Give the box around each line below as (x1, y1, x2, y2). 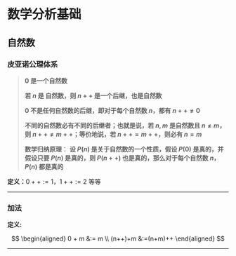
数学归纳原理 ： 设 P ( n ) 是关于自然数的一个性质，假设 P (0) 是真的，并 (24, 144, 224, 153)
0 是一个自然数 (24, 76, 68, 85)
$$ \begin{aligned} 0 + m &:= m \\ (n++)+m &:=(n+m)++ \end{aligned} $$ (11, 234, 225, 243)
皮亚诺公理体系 (7, 59, 58, 69)
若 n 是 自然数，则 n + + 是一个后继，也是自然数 (24, 91, 162, 100)
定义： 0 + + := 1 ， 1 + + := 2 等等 (7, 177, 102, 186)
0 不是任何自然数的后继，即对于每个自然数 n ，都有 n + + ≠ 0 (24, 106, 200, 114)
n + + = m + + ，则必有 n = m (117, 130, 202, 138)
